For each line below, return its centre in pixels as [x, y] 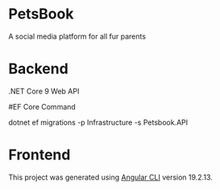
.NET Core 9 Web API [44, 91]
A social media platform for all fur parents [77, 36]
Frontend [39, 155]
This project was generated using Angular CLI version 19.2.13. [111, 177]
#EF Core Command [42, 106]
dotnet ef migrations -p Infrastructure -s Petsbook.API [98, 122]
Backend [38, 69]
